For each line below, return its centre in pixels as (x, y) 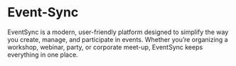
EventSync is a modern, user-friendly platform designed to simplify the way (118, 32)
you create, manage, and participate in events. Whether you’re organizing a (118, 39)
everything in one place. (43, 55)
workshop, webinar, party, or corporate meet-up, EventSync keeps (105, 47)
